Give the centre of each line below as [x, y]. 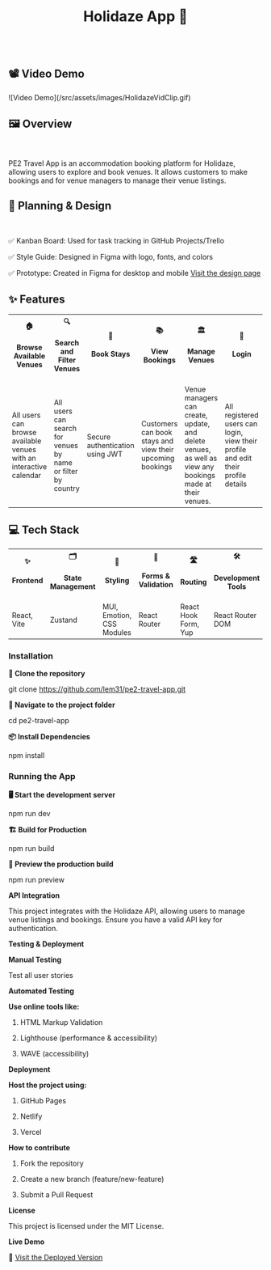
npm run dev [29, 813]
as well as [201, 458]
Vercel [31, 1132]
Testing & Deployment [46, 944]
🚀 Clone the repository [47, 674]
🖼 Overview [40, 124]
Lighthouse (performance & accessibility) [89, 1038]
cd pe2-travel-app [39, 721]
